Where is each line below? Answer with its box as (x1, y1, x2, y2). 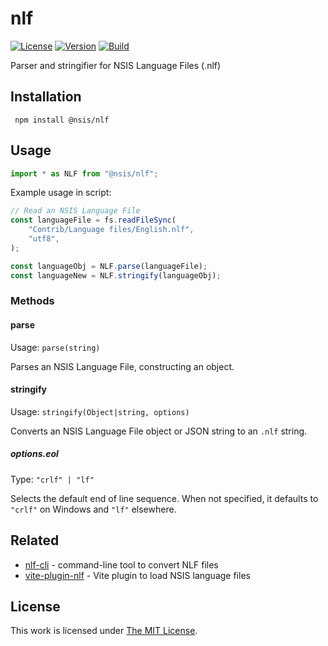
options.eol (10, 448, 59, 460)
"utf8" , (28, 234, 60, 244)
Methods (10, 294, 55, 308)
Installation (10, 88, 82, 106)
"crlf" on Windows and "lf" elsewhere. (10, 503, 177, 515)
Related (10, 532, 60, 549)
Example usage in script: (10, 187, 112, 199)
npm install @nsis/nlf (14, 115, 110, 125)
